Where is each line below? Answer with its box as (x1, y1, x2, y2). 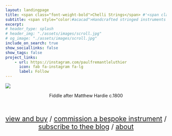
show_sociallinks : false (5, 45, 58, 50)
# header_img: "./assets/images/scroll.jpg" (5, 31, 102, 36)
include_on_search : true (5, 41, 58, 46)
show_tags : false (5, 50, 42, 55)
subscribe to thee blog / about (38, 123, 134, 131)
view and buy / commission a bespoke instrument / (5, 115, 167, 123)
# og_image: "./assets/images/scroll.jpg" (5, 36, 97, 41)
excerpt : (5, 21, 24, 27)
